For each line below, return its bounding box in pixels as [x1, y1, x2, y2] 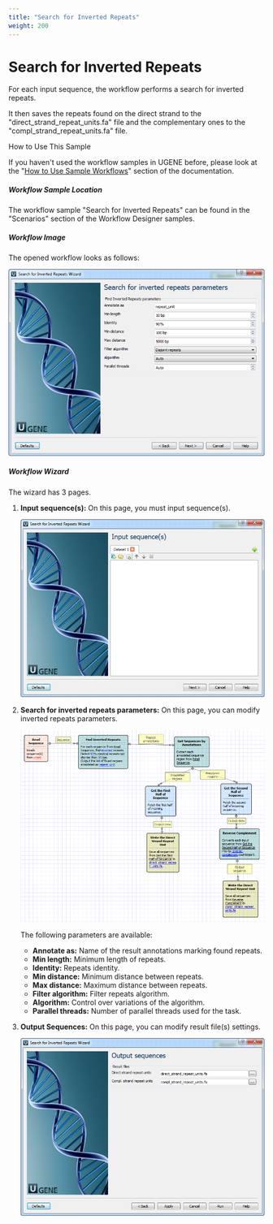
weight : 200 [8, 21, 49, 30]
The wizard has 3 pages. [8, 487, 92, 497]
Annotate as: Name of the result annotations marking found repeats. [32, 946, 262, 956]
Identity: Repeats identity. [32, 963, 120, 973]
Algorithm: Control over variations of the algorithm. [32, 997, 206, 1007]
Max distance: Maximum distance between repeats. [32, 980, 208, 990]
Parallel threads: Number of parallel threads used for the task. [32, 1006, 242, 1016]
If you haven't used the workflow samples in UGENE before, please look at [8, 158, 258, 167]
